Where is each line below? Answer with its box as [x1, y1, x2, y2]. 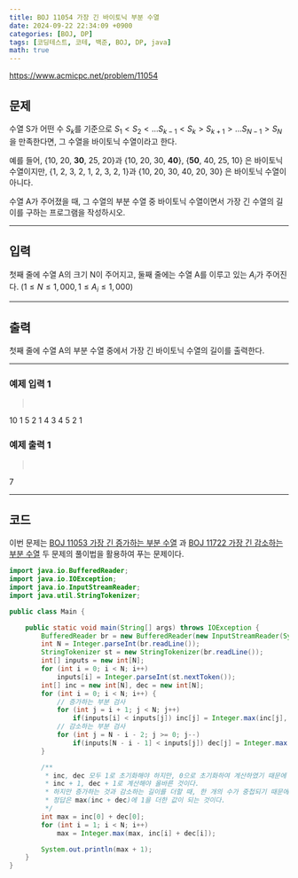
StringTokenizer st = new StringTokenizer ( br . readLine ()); [41, 648, 264, 657]
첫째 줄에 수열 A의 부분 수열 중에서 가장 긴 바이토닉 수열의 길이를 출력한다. [9, 345, 265, 356]
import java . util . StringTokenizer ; [9, 591, 141, 600]
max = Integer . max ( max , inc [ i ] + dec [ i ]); [56, 828, 216, 838]
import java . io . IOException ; [9, 575, 117, 584]
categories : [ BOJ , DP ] [9, 29, 93, 38]
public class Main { [9, 607, 86, 616]
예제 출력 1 [9, 439, 51, 451]
